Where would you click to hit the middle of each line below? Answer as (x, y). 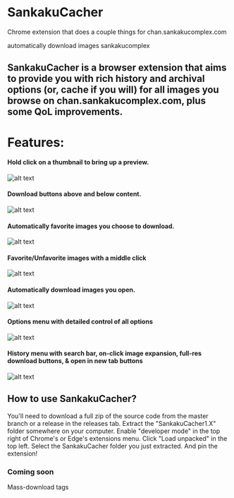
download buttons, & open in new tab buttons (75, 361)
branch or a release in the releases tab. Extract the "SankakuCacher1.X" (112, 423)
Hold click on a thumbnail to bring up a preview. (78, 162)
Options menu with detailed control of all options (80, 321)
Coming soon (31, 472)
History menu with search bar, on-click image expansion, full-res (105, 353)
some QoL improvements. (65, 112)
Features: (36, 142)
